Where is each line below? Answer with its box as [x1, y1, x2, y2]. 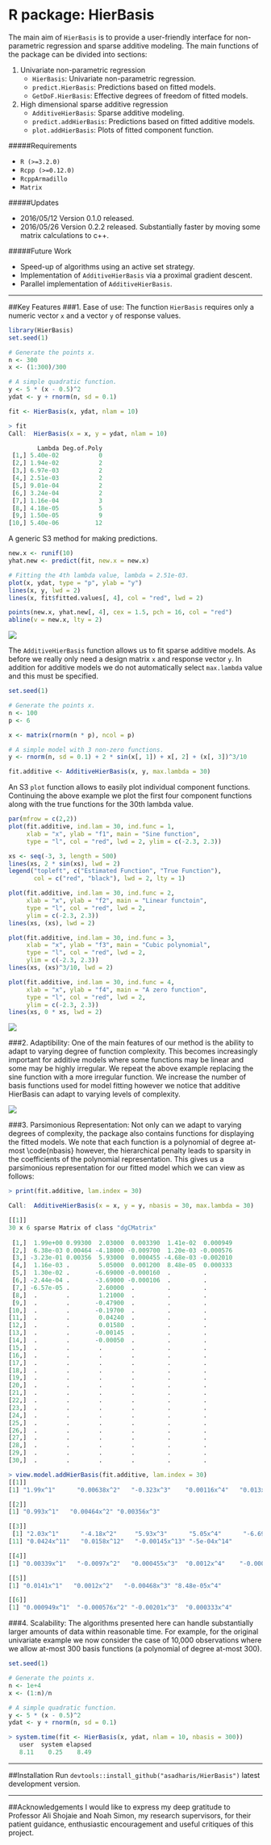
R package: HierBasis [8, 6, 155, 24]
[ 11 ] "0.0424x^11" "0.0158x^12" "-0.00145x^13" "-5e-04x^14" [8, 1538, 232, 1546]
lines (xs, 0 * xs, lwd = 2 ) [8, 1008, 103, 1016]
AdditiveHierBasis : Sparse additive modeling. [31, 107, 185, 118]
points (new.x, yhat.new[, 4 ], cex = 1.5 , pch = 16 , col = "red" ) [8, 608, 232, 616]
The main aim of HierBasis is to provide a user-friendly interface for [8, 32, 234, 42]
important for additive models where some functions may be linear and [8, 1055, 244, 1065]
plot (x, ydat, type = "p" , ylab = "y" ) [8, 578, 143, 586]
